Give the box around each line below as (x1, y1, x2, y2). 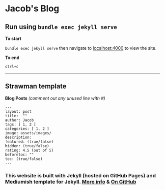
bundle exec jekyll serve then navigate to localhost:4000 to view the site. (5, 45, 157, 51)
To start (5, 35, 22, 41)
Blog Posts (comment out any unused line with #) (5, 95, 106, 101)
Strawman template (5, 82, 67, 91)
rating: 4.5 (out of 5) (5, 148, 54, 153)
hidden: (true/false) (5, 143, 50, 148)
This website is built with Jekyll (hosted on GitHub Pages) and (5, 172, 156, 179)
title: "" (5, 113, 27, 118)
